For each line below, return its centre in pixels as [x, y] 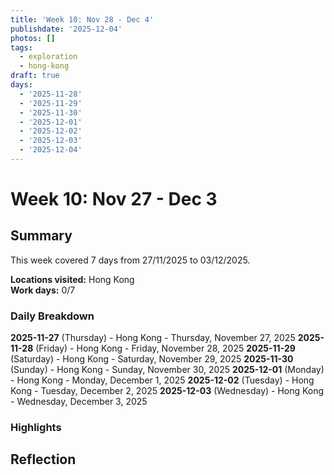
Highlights [36, 428]
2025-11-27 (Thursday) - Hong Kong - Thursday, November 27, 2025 [153, 338]
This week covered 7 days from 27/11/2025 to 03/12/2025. [130, 260]
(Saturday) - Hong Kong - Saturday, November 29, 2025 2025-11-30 [152, 359]
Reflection [43, 459]
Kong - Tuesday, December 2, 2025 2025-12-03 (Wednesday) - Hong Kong [167, 391]
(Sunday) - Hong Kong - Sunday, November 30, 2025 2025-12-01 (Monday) [167, 370]
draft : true [35, 76]
